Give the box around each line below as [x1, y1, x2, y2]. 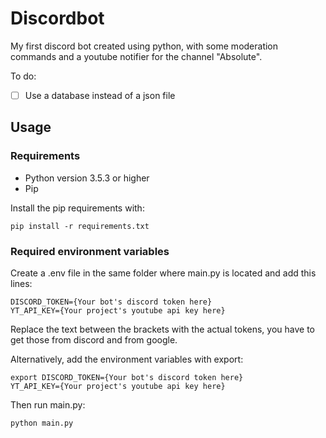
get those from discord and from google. [10, 333, 178, 346]
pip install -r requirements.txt [10, 221, 150, 231]
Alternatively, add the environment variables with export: [10, 353, 244, 365]
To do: [10, 70, 37, 82]
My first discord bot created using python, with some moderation [10, 40, 279, 52]
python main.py [10, 418, 74, 428]
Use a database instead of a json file [24, 89, 176, 101]
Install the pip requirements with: [10, 202, 145, 214]
